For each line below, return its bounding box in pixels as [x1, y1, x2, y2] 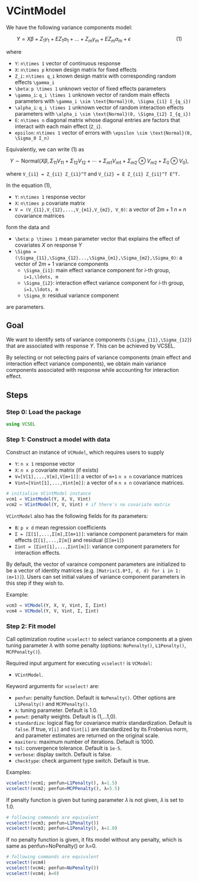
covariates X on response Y [14, 241, 83, 249]
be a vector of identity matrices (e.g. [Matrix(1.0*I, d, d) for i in [6, 566, 173, 574]
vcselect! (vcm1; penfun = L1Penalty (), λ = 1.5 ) [6, 780, 118, 786]
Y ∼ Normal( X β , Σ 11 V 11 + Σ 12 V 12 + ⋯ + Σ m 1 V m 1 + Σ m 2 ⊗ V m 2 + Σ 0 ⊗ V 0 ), [9, 157, 189, 165]
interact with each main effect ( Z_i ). [14, 123, 102, 130]
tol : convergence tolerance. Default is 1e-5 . [14, 744, 122, 752]
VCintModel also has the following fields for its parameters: [6, 512, 148, 520]
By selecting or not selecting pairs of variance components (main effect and [6, 354, 191, 361]
